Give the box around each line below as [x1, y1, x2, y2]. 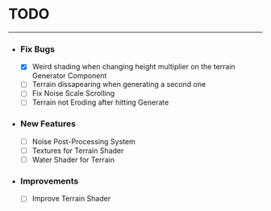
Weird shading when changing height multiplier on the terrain [31, 62, 236, 72]
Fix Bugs [19, 43, 55, 55]
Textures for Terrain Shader [31, 146, 124, 155]
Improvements [19, 175, 79, 186]
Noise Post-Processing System [31, 136, 135, 146]
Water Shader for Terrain [31, 155, 115, 164]
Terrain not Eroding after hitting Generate [31, 97, 169, 107]
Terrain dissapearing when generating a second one [31, 80, 206, 89]
